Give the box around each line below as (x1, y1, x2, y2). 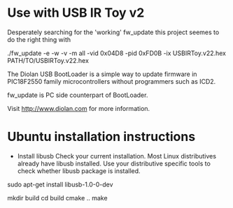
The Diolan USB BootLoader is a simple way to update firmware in (7, 70, 197, 78)
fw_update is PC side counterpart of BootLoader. (7, 91, 148, 99)
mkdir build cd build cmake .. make (7, 193, 108, 202)
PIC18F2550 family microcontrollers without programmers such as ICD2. (7, 77, 216, 85)
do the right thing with (7, 35, 71, 43)
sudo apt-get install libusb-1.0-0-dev (7, 180, 113, 188)
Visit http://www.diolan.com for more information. (7, 104, 150, 112)
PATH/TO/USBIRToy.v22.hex (7, 56, 90, 64)
